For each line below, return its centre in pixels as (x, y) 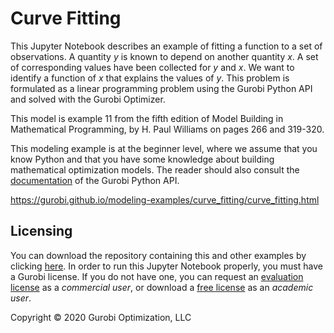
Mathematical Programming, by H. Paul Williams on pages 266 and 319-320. (167, 129)
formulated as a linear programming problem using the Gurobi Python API (161, 88)
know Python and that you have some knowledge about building (142, 159)
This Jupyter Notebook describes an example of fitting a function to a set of (166, 46)
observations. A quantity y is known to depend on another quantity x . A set (164, 56)
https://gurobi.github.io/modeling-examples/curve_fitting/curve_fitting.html (165, 199)
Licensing (41, 231)
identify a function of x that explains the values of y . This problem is (150, 78)
